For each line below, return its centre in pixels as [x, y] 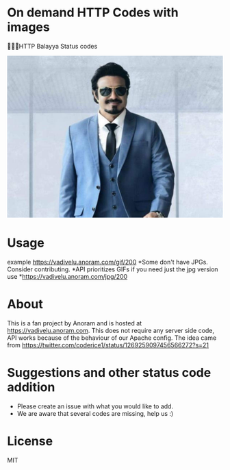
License [30, 441]
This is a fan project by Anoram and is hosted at [75, 323]
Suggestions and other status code [109, 373]
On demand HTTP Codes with [93, 13]
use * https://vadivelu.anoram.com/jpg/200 [67, 276]
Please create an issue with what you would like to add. [95, 406]
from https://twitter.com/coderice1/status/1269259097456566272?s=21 [108, 345]
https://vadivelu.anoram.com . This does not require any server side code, [111, 330]
